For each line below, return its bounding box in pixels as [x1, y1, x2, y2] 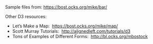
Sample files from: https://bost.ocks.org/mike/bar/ [5, 4, 107, 10]
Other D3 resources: [5, 14, 47, 19]
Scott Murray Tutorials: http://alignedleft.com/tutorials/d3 [12, 28, 131, 34]
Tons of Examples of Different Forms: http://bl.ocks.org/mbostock [12, 34, 148, 39]
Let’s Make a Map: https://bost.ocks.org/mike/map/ [12, 23, 118, 29]
